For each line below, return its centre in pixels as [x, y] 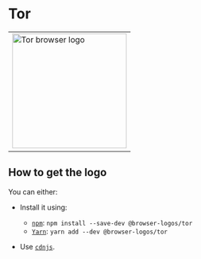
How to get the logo [58, 173]
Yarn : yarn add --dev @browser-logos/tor [100, 231]
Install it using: [43, 207]
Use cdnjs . [37, 246]
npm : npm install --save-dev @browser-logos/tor [112, 222]
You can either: [33, 191]
